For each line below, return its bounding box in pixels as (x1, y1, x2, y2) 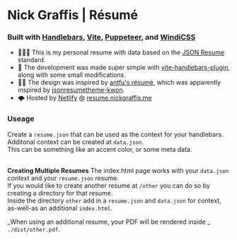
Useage (7, 114, 35, 124)
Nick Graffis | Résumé (7, 7, 138, 23)
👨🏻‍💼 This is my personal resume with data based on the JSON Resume (17, 48, 225, 56)
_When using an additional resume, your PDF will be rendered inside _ (7, 217, 211, 226)
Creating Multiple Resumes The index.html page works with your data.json (7, 166, 229, 174)
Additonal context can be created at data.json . (7, 138, 144, 146)
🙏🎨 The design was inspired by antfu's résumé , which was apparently (17, 78, 221, 87)
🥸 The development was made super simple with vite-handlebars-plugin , (17, 64, 230, 72)
